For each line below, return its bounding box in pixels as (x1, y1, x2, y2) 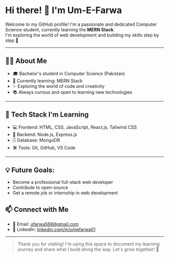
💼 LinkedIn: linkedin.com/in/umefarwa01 (12, 227, 96, 233)
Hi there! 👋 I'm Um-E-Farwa (5, 5, 122, 16)
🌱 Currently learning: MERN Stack (12, 78, 83, 84)
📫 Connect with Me (5, 205, 69, 214)
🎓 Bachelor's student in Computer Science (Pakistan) (12, 70, 125, 76)
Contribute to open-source (12, 184, 68, 191)
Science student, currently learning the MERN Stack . (5, 26, 115, 32)
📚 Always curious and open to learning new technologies (12, 89, 132, 95)
